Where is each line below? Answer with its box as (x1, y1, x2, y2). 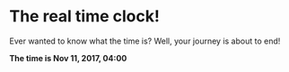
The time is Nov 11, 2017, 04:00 (9, 52, 127, 63)
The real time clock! (9, 6, 160, 27)
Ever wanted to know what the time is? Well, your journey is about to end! (9, 36, 281, 46)
